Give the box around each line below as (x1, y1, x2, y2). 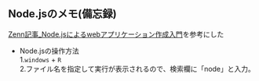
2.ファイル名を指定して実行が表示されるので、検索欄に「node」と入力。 (19, 64, 255, 73)
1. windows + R (19, 55, 61, 64)
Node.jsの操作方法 (19, 46, 80, 55)
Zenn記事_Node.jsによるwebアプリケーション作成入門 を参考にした (8, 30, 224, 39)
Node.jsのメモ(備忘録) (8, 7, 117, 21)
